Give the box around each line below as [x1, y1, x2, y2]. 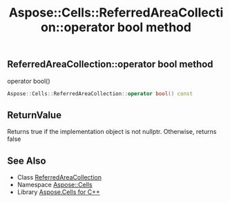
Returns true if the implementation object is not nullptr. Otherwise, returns [7, 128, 217, 136]
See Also [7, 155, 46, 166]
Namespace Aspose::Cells [17, 181, 93, 189]
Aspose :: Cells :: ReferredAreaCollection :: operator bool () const [7, 90, 193, 97]
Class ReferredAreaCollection [17, 173, 102, 182]
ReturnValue [7, 109, 62, 121]
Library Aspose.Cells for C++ [17, 188, 100, 196]
